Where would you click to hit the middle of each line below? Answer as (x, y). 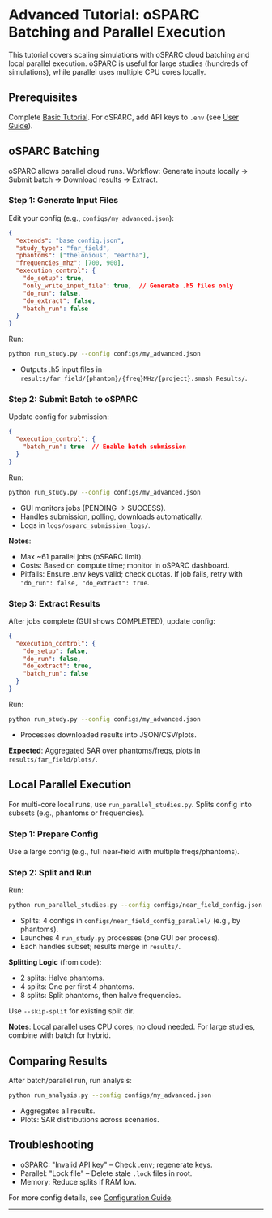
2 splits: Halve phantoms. (62, 978)
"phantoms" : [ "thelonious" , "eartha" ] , (83, 256)
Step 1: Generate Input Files (64, 201)
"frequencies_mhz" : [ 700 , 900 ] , (70, 263)
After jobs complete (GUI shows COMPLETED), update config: (112, 621)
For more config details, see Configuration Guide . (91, 1197)
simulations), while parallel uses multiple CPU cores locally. (107, 71)
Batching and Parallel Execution (117, 32)
